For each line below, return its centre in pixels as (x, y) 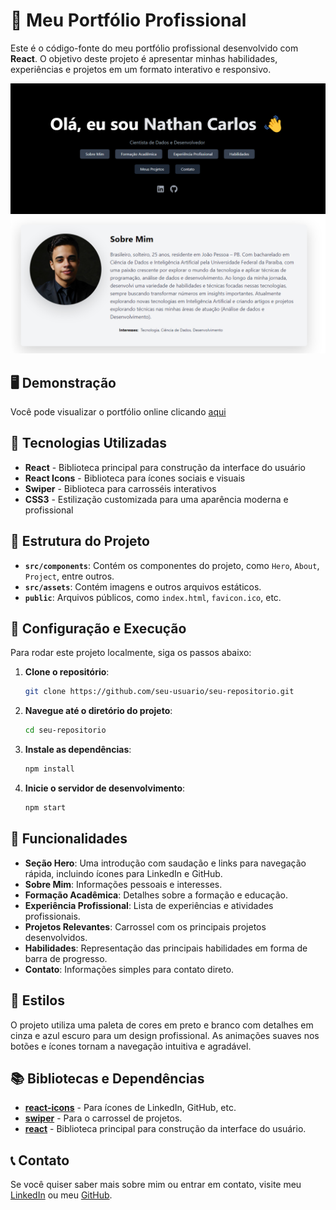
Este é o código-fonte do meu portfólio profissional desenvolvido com (154, 48)
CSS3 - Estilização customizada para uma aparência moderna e (156, 499)
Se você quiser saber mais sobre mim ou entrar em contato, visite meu (156, 1185)
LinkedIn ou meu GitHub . (61, 1195)
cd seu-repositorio (65, 730)
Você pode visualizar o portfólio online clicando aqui (118, 411)
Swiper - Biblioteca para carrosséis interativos (120, 488)
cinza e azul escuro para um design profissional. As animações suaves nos (165, 1035)
